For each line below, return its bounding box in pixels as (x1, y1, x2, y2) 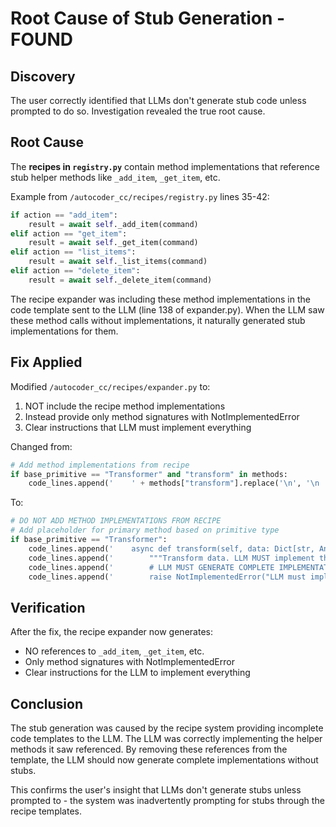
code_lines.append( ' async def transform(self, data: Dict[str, (28, 543, 315, 554)
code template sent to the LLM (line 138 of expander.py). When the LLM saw (10, 303, 325, 316)
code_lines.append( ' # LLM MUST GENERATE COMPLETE (28, 562, 275, 572)
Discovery (10, 68, 76, 85)
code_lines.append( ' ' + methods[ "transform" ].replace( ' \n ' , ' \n (28, 478, 320, 489)
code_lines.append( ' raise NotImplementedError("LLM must (28, 572, 307, 582)
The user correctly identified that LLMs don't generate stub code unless (10, 95, 307, 106)
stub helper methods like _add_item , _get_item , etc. (10, 171, 221, 183)
